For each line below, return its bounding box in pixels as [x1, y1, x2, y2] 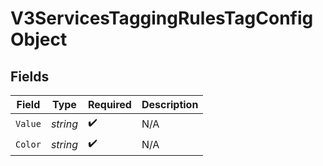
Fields [10, 68, 50, 85]
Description [141, 98, 199, 111]
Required [87, 98, 132, 111]
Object [10, 28, 68, 51]
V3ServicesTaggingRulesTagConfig [10, 7, 314, 30]
